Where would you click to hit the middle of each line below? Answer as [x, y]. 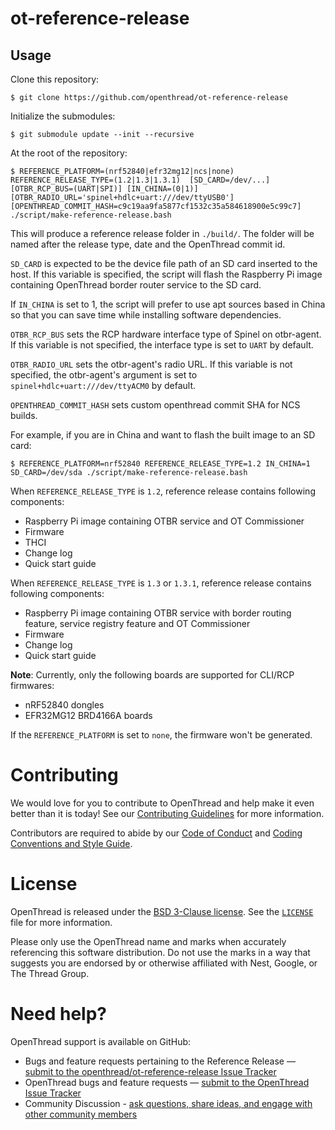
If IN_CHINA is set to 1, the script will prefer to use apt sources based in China [168, 304]
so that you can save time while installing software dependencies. [146, 315]
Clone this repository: [55, 79]
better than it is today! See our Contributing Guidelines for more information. [167, 813]
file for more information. [61, 922]
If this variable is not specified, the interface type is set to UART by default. [162, 345]
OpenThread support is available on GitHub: [101, 1041]
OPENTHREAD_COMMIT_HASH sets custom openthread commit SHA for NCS [155, 405]
